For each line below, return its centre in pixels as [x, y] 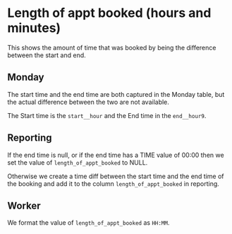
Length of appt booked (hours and [109, 13]
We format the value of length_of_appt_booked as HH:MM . [88, 223]
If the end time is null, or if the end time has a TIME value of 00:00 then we [116, 155]
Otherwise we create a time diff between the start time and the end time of [116, 176]
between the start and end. [47, 55]
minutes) [34, 28]
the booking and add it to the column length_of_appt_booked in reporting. [114, 183]
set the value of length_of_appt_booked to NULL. [78, 162]
